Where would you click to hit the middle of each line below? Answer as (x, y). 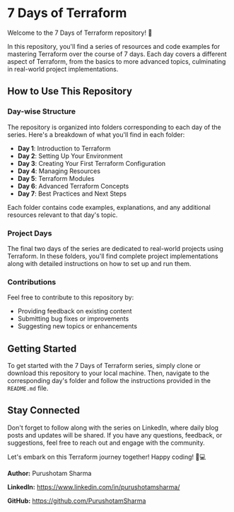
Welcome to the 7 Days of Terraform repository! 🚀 (80, 33)
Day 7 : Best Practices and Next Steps (72, 194)
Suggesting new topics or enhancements (77, 326)
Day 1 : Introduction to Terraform (64, 148)
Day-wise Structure (42, 111)
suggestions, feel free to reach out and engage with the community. (106, 443)
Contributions (32, 282)
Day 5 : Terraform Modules (56, 178)
